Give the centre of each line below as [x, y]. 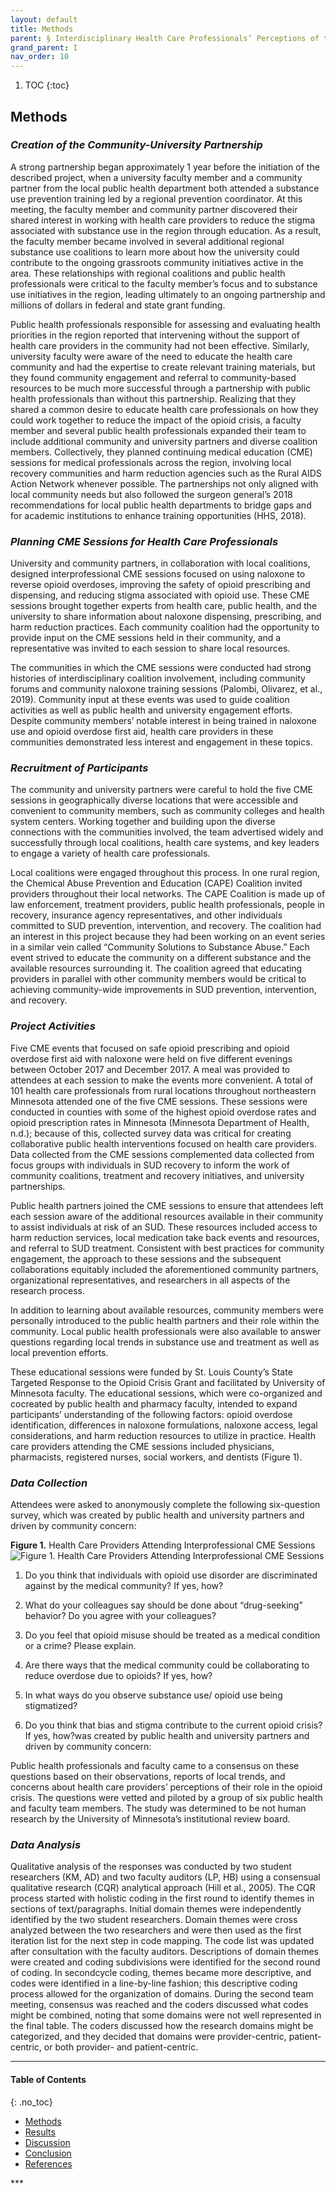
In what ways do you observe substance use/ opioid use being [153, 1695]
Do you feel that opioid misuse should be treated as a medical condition [172, 1635]
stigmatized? [51, 1705]
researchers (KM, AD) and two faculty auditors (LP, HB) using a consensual [165, 1877]
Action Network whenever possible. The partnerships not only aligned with [164, 483]
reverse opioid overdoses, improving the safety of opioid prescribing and [160, 585]
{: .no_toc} [31, 2102]
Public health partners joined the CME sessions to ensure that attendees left [167, 1205]
